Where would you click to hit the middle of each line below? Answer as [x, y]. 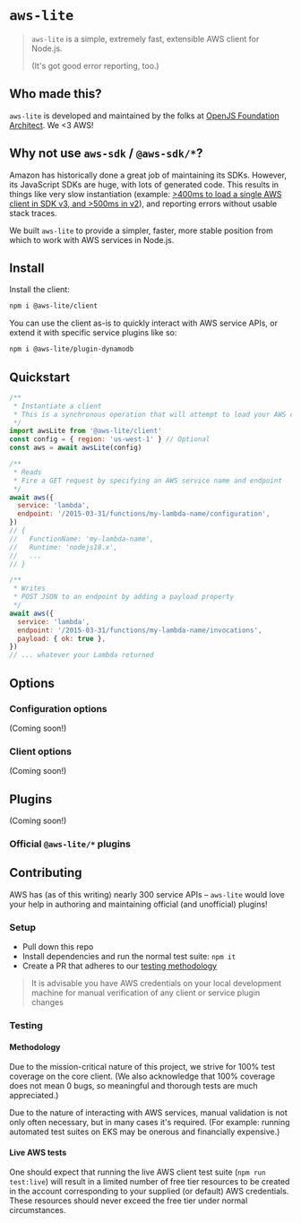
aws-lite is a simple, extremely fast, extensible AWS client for [145, 39]
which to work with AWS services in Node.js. [92, 239]
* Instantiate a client [57, 406]
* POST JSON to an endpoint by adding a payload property [124, 597]
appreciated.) [34, 1096]
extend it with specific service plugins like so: [93, 333]
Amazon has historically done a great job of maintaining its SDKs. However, [148, 175]
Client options [40, 751]
